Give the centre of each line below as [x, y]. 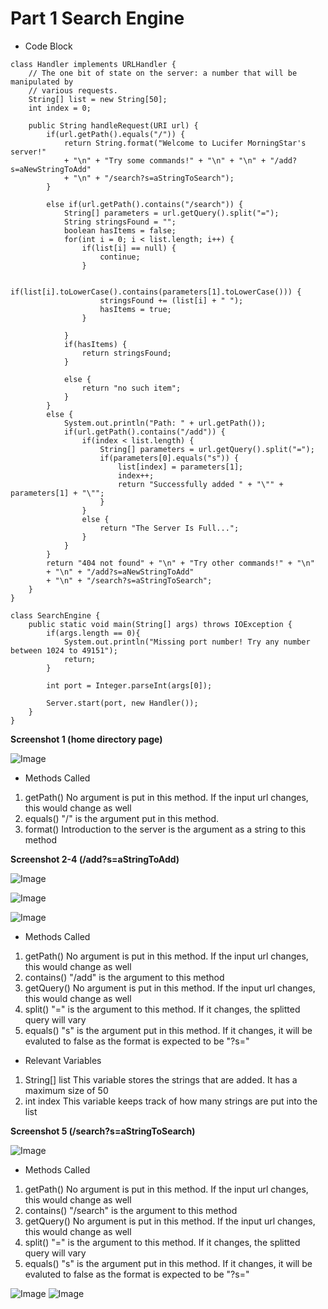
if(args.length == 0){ [93, 633]
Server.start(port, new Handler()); [122, 703]
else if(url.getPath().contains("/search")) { [145, 204]
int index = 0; [60, 108]
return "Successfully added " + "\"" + [200, 484]
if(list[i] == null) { [129, 248]
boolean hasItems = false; [120, 230]
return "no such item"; [131, 388]
